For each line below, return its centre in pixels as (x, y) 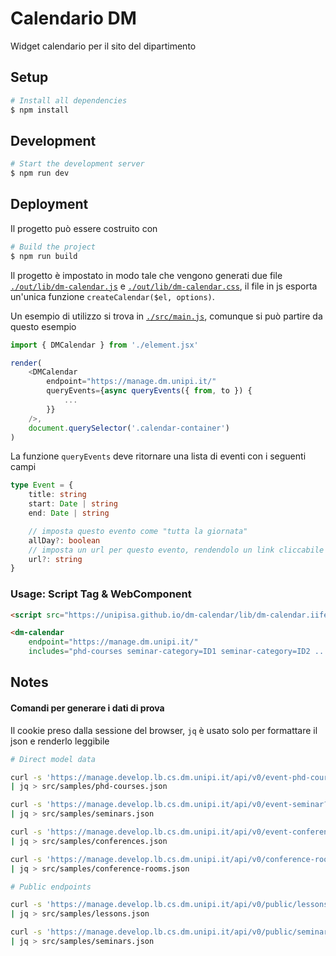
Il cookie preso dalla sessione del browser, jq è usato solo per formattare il (164, 730)
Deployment (49, 204)
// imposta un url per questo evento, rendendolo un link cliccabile (176, 550)
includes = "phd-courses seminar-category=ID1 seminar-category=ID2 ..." (180, 652)
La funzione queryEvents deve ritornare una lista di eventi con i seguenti (158, 456)
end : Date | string (69, 513)
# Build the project (53, 247)
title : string (57, 495)
